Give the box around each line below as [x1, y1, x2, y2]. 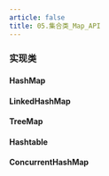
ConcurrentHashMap [9, 157, 90, 168]
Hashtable [9, 136, 49, 147]
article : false [9, 13, 66, 22]
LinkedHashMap [9, 96, 71, 106]
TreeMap [9, 116, 43, 127]
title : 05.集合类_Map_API [9, 21, 101, 30]
